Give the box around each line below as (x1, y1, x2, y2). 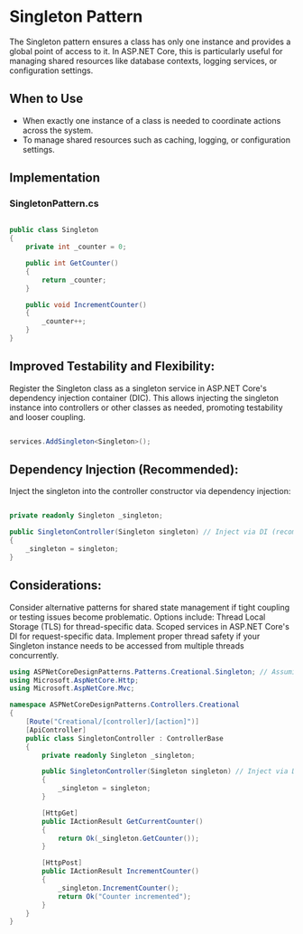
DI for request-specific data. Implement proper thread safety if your (9, 630, 261, 641)
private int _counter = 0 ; (25, 242, 127, 252)
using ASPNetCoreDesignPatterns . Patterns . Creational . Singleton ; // (9, 667, 269, 677)
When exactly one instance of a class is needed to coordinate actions (22, 115, 281, 126)
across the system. (22, 125, 94, 135)
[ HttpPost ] (41, 858, 83, 868)
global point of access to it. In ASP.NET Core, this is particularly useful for (9, 45, 283, 56)
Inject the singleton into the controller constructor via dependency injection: (9, 486, 291, 497)
